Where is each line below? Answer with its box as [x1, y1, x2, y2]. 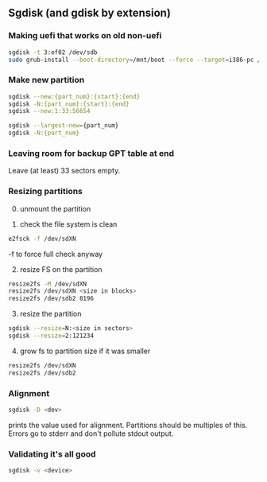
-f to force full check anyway [8, 249, 103, 258]
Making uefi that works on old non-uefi [8, 30, 162, 41]
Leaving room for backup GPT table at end [8, 148, 175, 159]
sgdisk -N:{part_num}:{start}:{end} [8, 99, 130, 108]
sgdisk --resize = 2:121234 [8, 332, 94, 340]
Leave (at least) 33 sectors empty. [8, 166, 121, 176]
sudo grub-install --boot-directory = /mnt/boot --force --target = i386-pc [8, 56, 254, 64]
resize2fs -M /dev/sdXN [8, 280, 87, 288]
